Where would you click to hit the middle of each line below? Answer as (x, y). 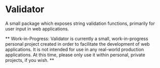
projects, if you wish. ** (30, 60)
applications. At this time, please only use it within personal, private (75, 55)
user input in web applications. (37, 28)
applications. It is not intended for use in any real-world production (74, 49)
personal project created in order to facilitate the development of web (77, 44)
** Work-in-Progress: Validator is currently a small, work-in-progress (77, 39)
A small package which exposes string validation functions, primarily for (80, 23)
